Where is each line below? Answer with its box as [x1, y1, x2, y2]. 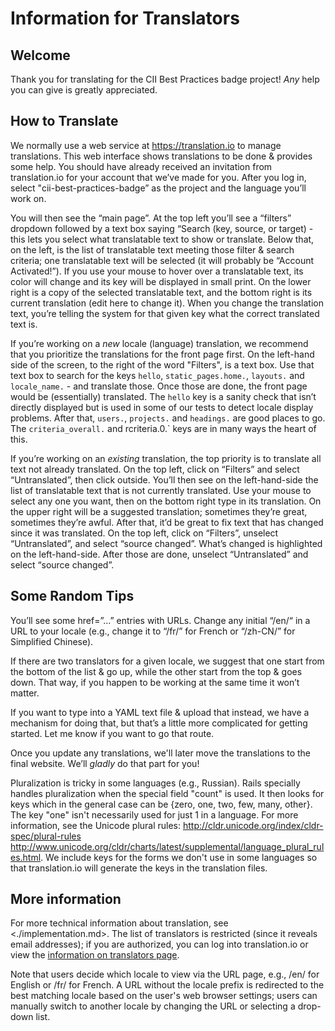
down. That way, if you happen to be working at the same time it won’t [10, 676, 300, 688]
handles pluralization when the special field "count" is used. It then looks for [10, 787, 325, 799]
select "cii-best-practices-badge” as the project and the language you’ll [10, 182, 307, 194]
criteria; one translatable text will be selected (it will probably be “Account [10, 254, 315, 266]
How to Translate [10, 113, 119, 130]
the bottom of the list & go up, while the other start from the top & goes [10, 665, 303, 677]
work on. [10, 192, 47, 204]
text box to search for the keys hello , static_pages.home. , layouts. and [10, 369, 305, 381]
